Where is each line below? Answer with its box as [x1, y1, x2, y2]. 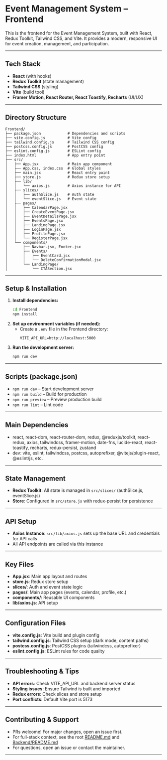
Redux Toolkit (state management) [12, 78, 84, 84]
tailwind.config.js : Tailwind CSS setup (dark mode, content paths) [12, 637, 149, 643]
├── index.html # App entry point [5, 152, 106, 157]
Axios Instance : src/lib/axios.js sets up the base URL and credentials [12, 530, 160, 536]
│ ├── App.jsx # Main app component [5, 161, 112, 166]
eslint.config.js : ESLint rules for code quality [12, 648, 105, 654]
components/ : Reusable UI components [12, 595, 95, 601]
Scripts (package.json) [5, 372, 78, 381]
